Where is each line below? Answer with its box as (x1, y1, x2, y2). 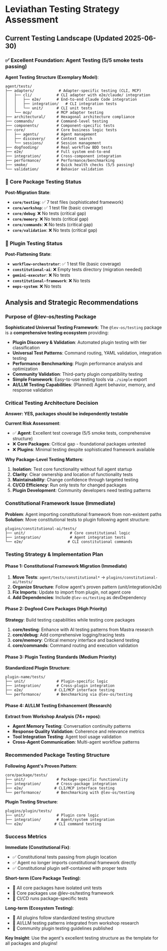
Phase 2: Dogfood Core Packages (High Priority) (5, 606, 107, 612)
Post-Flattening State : (5, 251, 52, 257)
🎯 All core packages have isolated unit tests (12, 885, 102, 891)
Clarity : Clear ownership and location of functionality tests (12, 472, 133, 477)
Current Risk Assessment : (5, 420, 61, 427)
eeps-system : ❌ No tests (12, 283, 61, 290)
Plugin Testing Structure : (5, 798, 58, 804)
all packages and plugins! (5, 941, 58, 947)
